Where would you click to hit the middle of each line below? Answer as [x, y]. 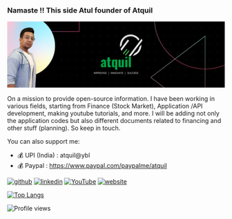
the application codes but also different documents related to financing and [114, 120]
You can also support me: [43, 141]
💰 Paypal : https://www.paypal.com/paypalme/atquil [92, 165]
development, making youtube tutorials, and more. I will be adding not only [113, 113]
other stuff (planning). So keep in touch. [64, 128]
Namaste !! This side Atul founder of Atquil [80, 10]
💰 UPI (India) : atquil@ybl [54, 155]
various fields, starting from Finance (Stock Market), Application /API [105, 106]
